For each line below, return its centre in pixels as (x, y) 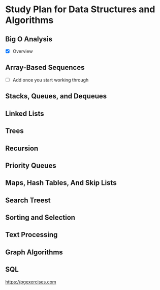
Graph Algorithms (34, 252)
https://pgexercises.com (31, 282)
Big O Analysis (29, 39)
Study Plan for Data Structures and (80, 9)
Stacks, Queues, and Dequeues (56, 96)
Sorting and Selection (40, 218)
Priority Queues (31, 165)
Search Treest (28, 200)
